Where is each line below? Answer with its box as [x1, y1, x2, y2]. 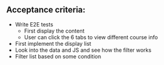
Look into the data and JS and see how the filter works [15, 46, 152, 54]
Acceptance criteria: [6, 5, 86, 15]
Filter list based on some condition [15, 52, 102, 60]
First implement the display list [15, 40, 92, 47]
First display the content [24, 27, 85, 34]
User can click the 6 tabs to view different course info [24, 33, 159, 41]
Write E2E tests [15, 20, 53, 28]
